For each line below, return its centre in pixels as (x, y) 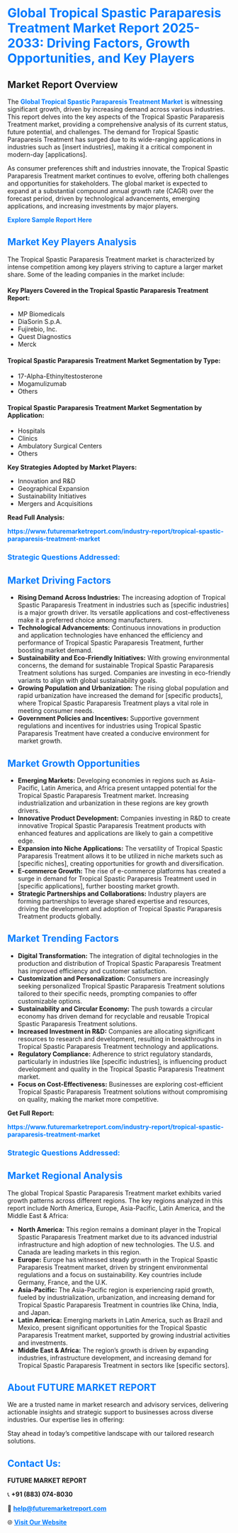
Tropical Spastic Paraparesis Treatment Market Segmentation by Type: (114, 360)
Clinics (27, 439)
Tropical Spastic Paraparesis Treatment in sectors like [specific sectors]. (123, 1365)
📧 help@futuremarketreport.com (57, 1509)
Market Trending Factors (63, 938)
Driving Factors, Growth (118, 43)
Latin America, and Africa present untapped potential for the (129, 787)
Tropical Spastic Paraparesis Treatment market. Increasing (103, 795)
